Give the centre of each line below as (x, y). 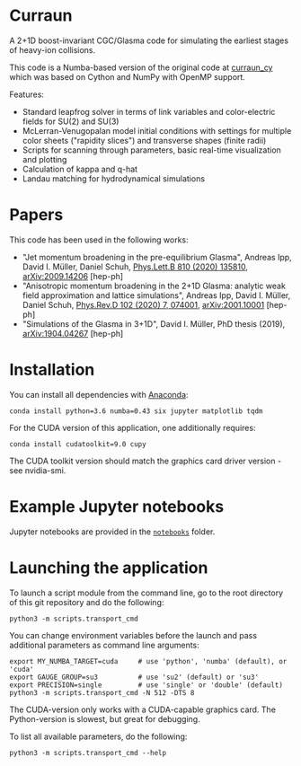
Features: (27, 94)
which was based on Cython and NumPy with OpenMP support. (127, 76)
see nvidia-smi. (38, 470)
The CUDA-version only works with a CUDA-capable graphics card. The (143, 709)
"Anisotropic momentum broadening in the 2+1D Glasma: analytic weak (154, 286)
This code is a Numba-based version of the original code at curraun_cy (141, 67)
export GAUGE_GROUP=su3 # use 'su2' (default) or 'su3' (134, 677)
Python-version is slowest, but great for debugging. (105, 718)
